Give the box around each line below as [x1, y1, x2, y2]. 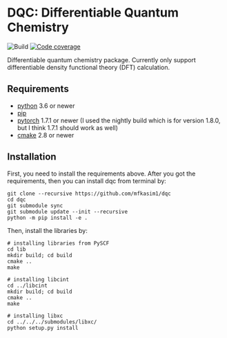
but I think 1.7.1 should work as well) [17, 123, 119, 132]
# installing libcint [7, 276, 70, 283]
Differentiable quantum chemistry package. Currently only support [7, 55, 197, 64]
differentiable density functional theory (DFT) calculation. [7, 63, 170, 71]
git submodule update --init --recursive [7, 208, 128, 215]
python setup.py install [7, 324, 79, 331]
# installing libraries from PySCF [7, 240, 110, 247]
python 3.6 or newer [17, 102, 75, 110]
